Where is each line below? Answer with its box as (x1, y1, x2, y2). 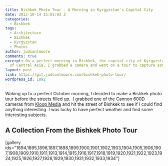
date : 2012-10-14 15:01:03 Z (5, 12, 66, 17)
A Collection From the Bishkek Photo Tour (5, 126, 137, 135)
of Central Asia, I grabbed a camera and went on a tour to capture (9, 63, 155, 68)
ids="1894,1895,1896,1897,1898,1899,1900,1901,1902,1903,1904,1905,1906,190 (5, 145, 161, 151)
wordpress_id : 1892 (5, 77, 46, 82)
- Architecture (9, 30, 41, 35)
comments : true (5, 53, 37, 59)
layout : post (5, 68, 32, 73)
